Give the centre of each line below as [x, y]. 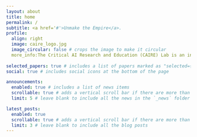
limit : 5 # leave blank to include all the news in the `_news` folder [101, 98]
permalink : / [22, 22]
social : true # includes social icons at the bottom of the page [87, 71]
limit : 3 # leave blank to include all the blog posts [80, 125]
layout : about [23, 11]
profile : [17, 33]
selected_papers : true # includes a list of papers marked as [84, 66]
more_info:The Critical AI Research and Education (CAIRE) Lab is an [98, 55]
